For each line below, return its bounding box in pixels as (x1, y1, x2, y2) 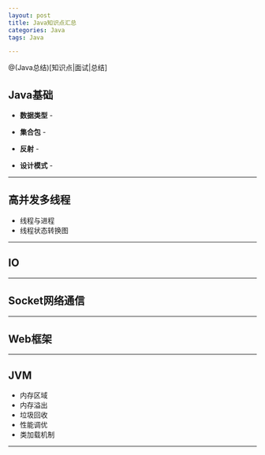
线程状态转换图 (19, 225, 69, 235)
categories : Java (8, 26, 65, 34)
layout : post (8, 11, 51, 20)
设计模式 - (19, 161, 54, 170)
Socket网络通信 (8, 294, 85, 308)
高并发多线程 (8, 194, 71, 207)
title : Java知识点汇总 (8, 19, 77, 27)
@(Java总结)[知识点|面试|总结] (8, 63, 108, 72)
